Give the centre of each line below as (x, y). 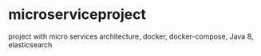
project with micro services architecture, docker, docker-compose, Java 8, (131, 36)
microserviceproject (77, 15)
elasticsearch (30, 44)
